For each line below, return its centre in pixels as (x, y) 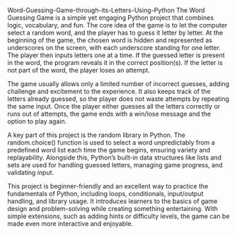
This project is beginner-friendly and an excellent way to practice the (108, 186)
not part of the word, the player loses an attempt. (79, 70)
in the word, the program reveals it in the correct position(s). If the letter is (115, 62)
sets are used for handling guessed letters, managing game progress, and (115, 165)
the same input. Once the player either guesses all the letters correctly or (114, 106)
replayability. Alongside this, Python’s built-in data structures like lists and (114, 157)
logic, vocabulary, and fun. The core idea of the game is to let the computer (117, 25)
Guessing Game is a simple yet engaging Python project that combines (111, 18)
